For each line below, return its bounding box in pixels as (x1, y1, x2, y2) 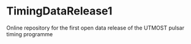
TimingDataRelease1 (6, 4, 113, 18)
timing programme (6, 30, 53, 37)
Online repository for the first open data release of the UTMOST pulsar (6, 24, 185, 31)
